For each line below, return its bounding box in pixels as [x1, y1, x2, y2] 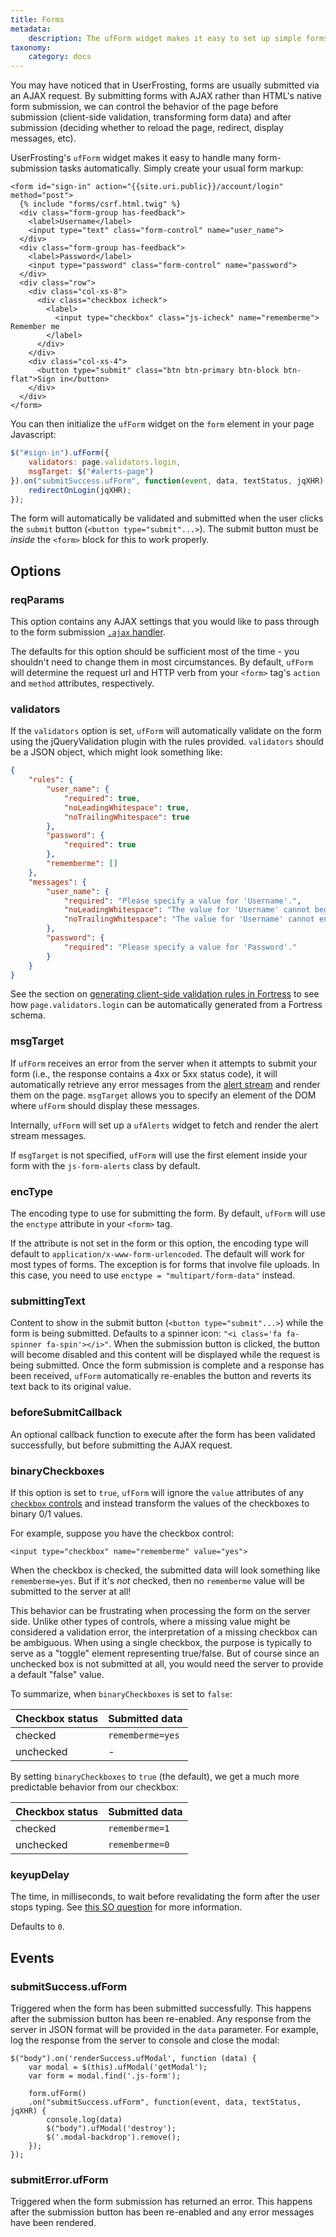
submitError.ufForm [10, 2172, 109, 2186]
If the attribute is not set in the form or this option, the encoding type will [10, 1237, 309, 1250]
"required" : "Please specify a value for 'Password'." [63, 942, 298, 952]
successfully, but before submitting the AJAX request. [10, 1439, 233, 1451]
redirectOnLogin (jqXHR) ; [28, 485, 132, 495]
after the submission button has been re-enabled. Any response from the [10, 2012, 312, 2025]
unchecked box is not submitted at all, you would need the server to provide [10, 1657, 324, 1670]
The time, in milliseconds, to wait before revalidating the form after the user [10, 1891, 321, 1903]
